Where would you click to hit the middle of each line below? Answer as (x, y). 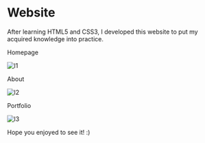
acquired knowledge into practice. (56, 38)
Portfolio (19, 105)
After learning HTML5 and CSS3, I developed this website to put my (102, 32)
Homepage (23, 52)
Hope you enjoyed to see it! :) (49, 132)
